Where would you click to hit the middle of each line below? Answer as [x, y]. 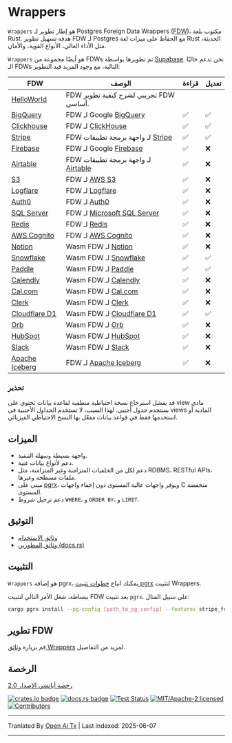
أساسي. [77, 103]
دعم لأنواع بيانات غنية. [45, 463]
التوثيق [21, 521]
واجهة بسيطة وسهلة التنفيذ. [53, 456]
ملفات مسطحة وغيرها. [47, 478]
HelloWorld [29, 99]
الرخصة [22, 669]
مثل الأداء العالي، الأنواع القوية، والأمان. [57, 45]
